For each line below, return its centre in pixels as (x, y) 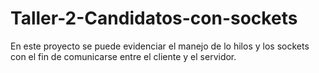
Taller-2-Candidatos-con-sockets (154, 18)
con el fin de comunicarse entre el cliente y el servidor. (123, 56)
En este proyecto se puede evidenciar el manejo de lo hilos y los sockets (160, 46)
